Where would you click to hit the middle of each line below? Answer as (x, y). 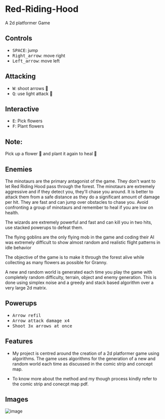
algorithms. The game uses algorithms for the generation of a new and (84, 358)
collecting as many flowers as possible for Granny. (56, 262)
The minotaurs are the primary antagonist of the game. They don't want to (81, 181)
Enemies (19, 169)
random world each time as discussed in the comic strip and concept (82, 364)
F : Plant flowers (28, 126)
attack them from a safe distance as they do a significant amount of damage (82, 197)
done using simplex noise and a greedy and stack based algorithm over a (79, 282)
